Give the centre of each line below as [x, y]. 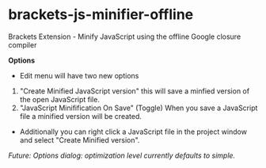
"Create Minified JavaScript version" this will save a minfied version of [135, 91]
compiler [23, 44]
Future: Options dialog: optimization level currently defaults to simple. [122, 155]
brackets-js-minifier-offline [101, 15]
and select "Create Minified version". [80, 139]
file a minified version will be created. [81, 116]
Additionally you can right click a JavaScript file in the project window [133, 132]
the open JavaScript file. [60, 99]
